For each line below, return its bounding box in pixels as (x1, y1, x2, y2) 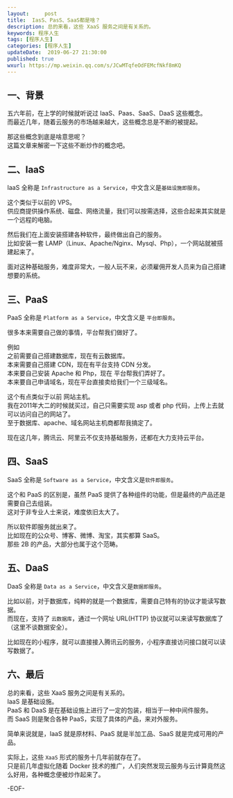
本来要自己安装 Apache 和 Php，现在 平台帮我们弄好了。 (7, 369, 169, 378)
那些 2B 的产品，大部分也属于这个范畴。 (7, 540, 122, 548)
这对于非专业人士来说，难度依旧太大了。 (7, 507, 123, 516)
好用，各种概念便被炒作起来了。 (12, 770, 105, 779)
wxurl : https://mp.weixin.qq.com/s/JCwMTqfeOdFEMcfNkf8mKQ (7, 62, 182, 69)
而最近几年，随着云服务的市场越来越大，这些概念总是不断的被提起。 (7, 118, 202, 126)
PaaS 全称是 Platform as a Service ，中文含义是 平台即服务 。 (7, 314, 179, 322)
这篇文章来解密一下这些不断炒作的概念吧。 (7, 141, 129, 150)
